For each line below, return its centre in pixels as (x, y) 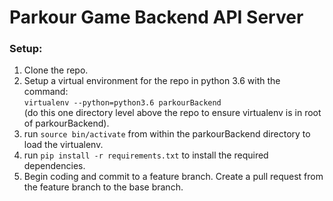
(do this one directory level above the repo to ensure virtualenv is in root (172, 113)
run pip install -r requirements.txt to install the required (146, 155)
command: (46, 92)
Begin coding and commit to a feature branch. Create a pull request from (173, 177)
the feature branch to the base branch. (103, 187)
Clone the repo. (56, 70)
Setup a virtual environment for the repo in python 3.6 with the (152, 81)
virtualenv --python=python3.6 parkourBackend (122, 103)
